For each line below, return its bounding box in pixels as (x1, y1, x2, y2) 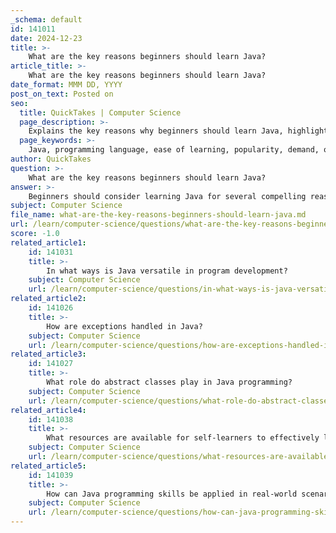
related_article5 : (10, 461, 87, 471)
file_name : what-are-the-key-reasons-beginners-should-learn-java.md (10, 210, 307, 220)
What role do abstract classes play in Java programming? (46, 377, 293, 387)
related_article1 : (10, 237, 87, 248)
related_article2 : (10, 294, 87, 304)
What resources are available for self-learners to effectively (46, 433, 320, 443)
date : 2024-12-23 (10, 33, 83, 43)
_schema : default (10, 14, 83, 25)
